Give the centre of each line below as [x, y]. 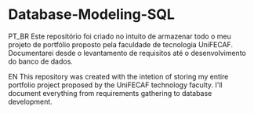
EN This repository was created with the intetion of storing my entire [118, 76]
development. [30, 101]
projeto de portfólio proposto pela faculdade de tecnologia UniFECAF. [121, 44]
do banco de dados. [40, 61]
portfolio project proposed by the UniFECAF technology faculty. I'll [115, 85]
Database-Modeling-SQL [91, 15]
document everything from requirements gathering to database [110, 93]
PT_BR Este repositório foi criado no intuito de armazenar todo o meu [120, 36]
